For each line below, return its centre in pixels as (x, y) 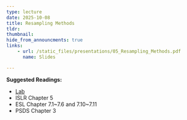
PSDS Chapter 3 (36, 110)
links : (15, 46)
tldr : (13, 29)
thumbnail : (20, 35)
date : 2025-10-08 (28, 18)
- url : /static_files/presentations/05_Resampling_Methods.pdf (99, 52)
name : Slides (39, 57)
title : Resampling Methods (41, 23)
